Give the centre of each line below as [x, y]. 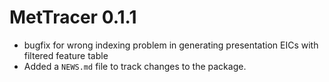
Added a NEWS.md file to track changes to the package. [135, 66]
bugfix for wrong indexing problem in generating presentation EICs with [171, 45]
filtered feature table [66, 55]
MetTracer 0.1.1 [73, 17]
